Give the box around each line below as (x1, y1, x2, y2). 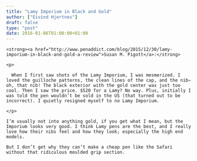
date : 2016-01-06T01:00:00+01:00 (6, 31, 88, 36)
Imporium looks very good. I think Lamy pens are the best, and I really (6, 124, 192, 130)
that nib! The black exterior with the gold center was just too (17, 83, 181, 89)
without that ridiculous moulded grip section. (6, 149, 126, 156)
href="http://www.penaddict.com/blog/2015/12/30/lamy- (35, 46, 173, 53)
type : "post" (6, 25, 38, 31)
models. (6, 134, 25, 140)
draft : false (6, 19, 38, 25)
